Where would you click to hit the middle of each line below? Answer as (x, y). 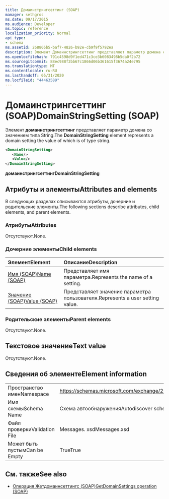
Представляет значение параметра (107, 291)
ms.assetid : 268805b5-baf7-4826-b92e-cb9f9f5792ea (59, 47)
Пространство (25, 388)
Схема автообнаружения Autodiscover (106, 408)
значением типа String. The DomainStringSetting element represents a (79, 135)
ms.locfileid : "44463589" (32, 80)
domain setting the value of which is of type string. (58, 140)
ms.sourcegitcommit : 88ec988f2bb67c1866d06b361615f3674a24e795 (73, 61)
